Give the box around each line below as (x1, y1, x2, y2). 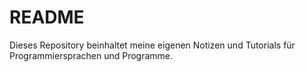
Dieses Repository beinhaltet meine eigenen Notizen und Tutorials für (9, 39, 296, 51)
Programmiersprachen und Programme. (9, 49, 174, 61)
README (9, 6, 85, 29)
